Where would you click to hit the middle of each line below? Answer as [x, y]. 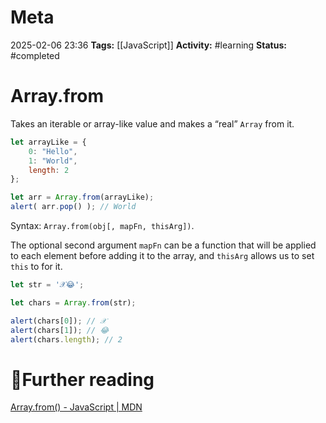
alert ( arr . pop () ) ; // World [73, 207]
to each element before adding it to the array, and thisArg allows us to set [162, 255]
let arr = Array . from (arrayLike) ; [82, 197]
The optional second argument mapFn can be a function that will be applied [163, 245]
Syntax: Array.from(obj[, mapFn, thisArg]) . [102, 225]
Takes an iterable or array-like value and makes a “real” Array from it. [152, 123]
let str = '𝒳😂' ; [47, 285]
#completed [35, 55]
